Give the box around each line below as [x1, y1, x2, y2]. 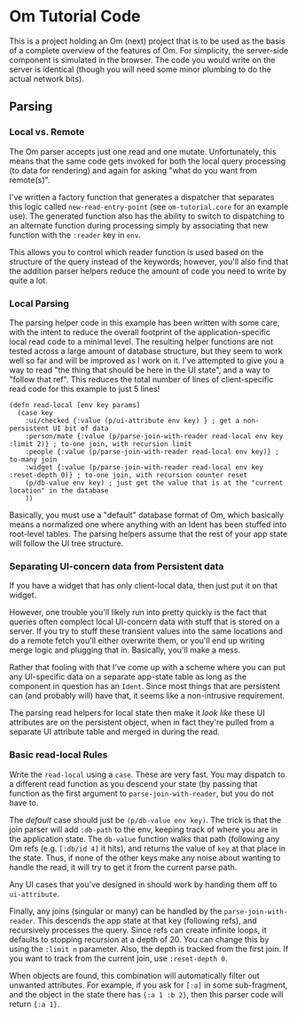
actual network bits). [9, 73, 84, 84]
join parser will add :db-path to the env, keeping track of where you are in [9, 824, 278, 835]
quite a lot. [9, 275, 48, 285]
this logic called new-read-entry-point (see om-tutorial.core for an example [9, 201, 289, 212]
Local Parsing [9, 297, 69, 309]
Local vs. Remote [9, 126, 85, 139]
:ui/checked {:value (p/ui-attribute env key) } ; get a [25, 416, 240, 425]
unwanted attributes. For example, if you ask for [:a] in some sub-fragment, [9, 980, 288, 990]
